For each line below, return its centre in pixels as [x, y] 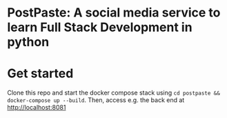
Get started [40, 73]
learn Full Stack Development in [100, 27]
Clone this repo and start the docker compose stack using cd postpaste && [114, 93]
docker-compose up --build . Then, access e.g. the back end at [96, 100]
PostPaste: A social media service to [114, 13]
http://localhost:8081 [37, 108]
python [28, 42]
